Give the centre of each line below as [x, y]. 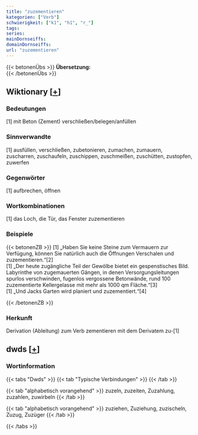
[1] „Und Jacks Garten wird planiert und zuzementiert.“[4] [76, 291]
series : [16, 34]
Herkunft [19, 318]
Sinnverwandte [29, 137]
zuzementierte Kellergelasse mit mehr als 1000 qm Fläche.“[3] [82, 285]
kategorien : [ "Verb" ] [33, 17]
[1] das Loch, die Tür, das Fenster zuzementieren [66, 219]
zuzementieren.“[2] [30, 260]
